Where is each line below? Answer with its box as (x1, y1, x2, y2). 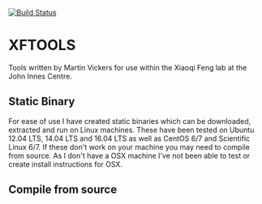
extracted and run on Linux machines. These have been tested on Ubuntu (8, 125, 255, 134)
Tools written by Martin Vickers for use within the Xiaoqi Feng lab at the (8, 62, 247, 72)
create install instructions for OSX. (8, 159, 123, 169)
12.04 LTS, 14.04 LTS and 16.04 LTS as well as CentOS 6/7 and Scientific (8, 134, 251, 143)
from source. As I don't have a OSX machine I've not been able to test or (8, 151, 251, 160)
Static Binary (8, 95, 75, 108)
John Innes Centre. (8, 71, 73, 81)
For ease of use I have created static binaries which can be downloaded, (8, 116, 251, 125)
